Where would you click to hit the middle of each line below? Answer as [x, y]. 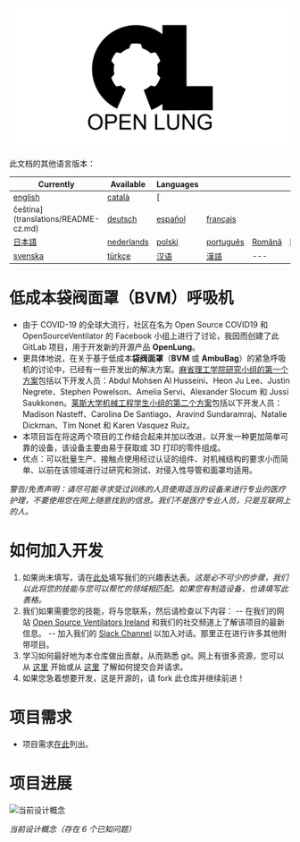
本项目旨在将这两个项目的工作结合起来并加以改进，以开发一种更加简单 [151, 436]
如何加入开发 [57, 551]
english [26, 197]
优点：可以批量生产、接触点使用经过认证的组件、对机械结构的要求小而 [151, 458]
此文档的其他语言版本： [52, 163]
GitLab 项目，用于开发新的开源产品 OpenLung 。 [111, 346]
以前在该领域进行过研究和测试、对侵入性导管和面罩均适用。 [147, 470]
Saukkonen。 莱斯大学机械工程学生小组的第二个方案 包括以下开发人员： [152, 403]
